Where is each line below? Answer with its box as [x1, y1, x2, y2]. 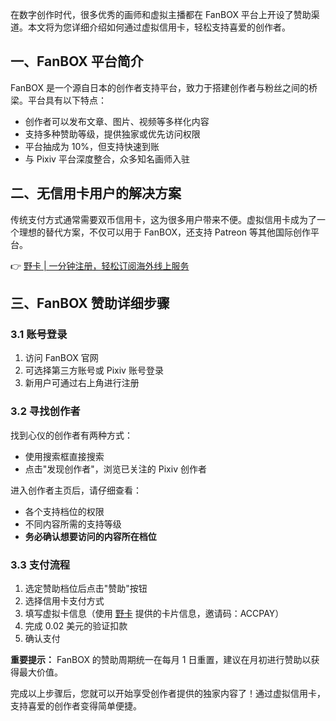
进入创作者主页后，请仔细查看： [10, 484, 142, 496]
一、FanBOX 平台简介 [10, 53, 144, 70]
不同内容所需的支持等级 [24, 518, 122, 530]
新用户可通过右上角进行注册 [24, 377, 140, 389]
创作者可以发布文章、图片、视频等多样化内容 [24, 115, 210, 127]
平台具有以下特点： [27, 94, 107, 106]
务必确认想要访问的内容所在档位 [24, 530, 157, 542]
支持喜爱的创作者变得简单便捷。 [10, 699, 142, 712]
